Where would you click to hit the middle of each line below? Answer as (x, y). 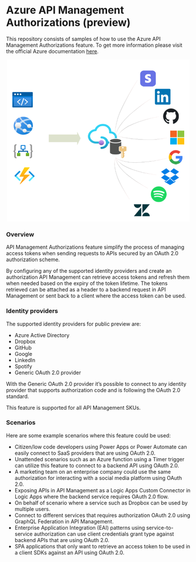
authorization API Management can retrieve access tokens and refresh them (98, 277)
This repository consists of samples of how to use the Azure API (83, 39)
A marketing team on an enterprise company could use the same (93, 471)
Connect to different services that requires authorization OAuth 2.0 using (102, 515)
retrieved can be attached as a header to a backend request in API (86, 290)
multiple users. (32, 509)
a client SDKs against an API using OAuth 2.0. (69, 552)
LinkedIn (25, 360)
